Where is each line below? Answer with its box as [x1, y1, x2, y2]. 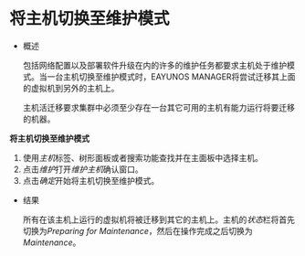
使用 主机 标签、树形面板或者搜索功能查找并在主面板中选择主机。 [22, 152, 263, 163]
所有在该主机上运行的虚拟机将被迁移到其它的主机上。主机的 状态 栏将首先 [22, 214, 295, 225]
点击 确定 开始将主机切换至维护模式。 [22, 175, 160, 186]
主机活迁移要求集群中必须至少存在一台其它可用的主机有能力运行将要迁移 [22, 101, 295, 112]
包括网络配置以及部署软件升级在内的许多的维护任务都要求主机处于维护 [22, 59, 288, 70]
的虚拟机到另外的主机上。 [22, 82, 120, 93]
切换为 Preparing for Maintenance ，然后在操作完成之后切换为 [22, 225, 253, 236]
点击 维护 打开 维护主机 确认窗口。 [22, 164, 143, 175]
